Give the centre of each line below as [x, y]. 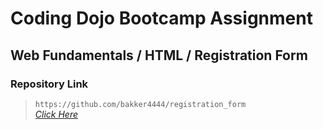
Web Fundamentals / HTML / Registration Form [159, 55]
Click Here [56, 114]
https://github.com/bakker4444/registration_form [140, 104]
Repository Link [49, 84]
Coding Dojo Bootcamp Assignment [161, 18]
